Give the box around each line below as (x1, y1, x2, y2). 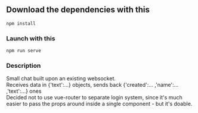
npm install (6, 20, 36, 26)
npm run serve (6, 48, 42, 54)
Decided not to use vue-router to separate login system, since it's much (6, 94, 183, 101)
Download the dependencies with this (6, 5, 150, 15)
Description (6, 62, 41, 70)
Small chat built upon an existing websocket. (6, 75, 116, 82)
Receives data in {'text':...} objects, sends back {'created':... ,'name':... (6, 81, 179, 89)
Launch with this (6, 34, 55, 42)
